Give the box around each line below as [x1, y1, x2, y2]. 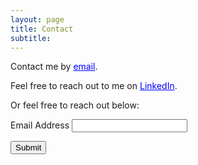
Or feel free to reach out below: [10, 99, 140, 111]
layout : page [10, 14, 65, 25]
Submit [15, 142, 42, 153]
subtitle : [10, 33, 52, 43]
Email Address [10, 119, 70, 131]
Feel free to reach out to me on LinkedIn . [10, 80, 178, 92]
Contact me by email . [10, 61, 98, 73]
